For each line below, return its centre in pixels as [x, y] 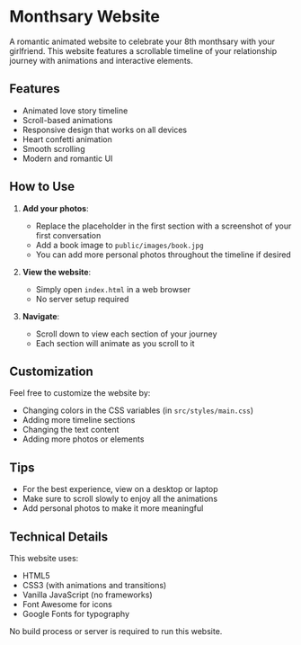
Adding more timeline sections [79, 420]
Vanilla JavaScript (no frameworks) [87, 595]
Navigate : [41, 316]
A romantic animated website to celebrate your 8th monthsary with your [142, 41]
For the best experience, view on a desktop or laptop [120, 489]
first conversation [68, 235]
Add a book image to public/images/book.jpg [120, 245]
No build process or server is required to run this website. [116, 631]
